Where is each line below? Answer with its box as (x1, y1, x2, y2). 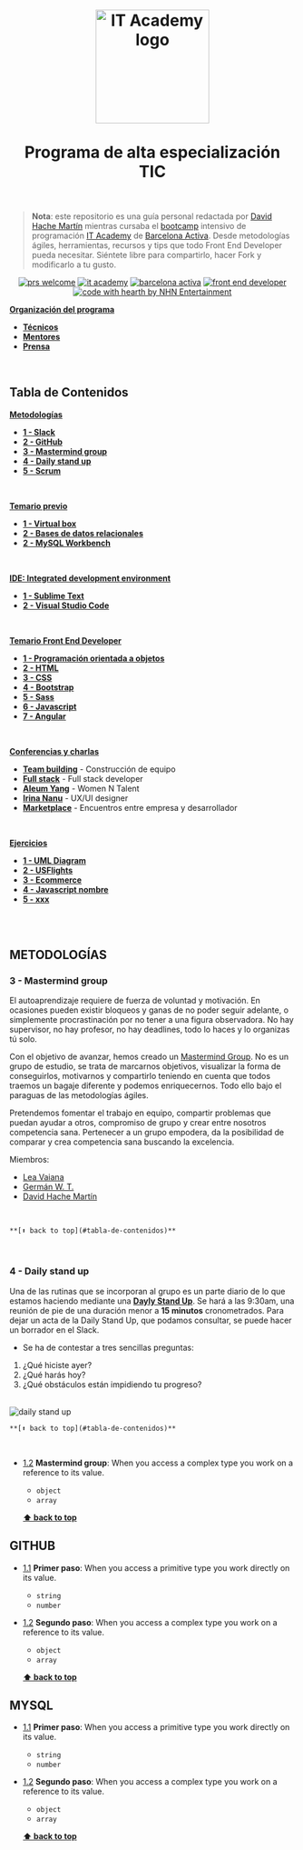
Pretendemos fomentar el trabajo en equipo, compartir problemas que (9, 1107, 272, 1118)
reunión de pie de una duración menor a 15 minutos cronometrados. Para (9, 1305, 284, 1315)
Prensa (22, 341, 51, 352)
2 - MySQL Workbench (22, 537, 111, 548)
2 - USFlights (22, 865, 73, 875)
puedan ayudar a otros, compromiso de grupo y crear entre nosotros (9, 1117, 267, 1128)
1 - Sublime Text (22, 590, 84, 601)
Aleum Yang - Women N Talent (22, 783, 140, 794)
